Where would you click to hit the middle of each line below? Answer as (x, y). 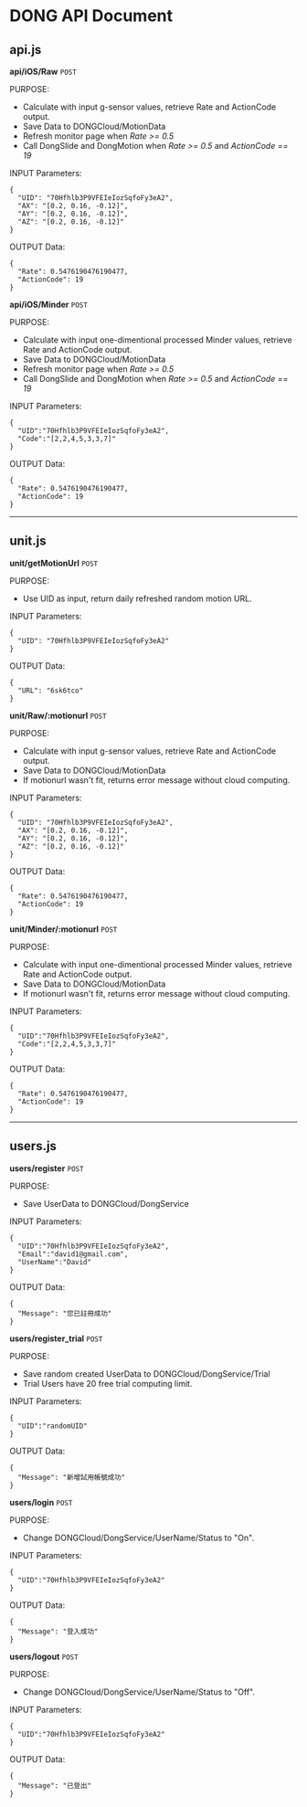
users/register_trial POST (56, 1338)
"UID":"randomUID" (53, 1426)
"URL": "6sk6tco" (51, 691)
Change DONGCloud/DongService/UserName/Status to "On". (138, 1538)
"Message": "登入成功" (58, 1632)
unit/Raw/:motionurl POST (58, 715)
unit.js (28, 541)
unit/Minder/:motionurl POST (64, 929)
